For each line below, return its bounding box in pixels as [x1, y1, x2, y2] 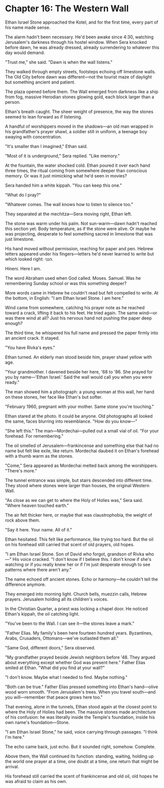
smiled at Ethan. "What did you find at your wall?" [5, 665, 105, 671]
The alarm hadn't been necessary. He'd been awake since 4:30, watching [5, 34, 154, 40]
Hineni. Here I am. [5, 265, 42, 271]
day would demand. [5, 50, 45, 56]
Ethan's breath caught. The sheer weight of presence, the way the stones [5, 109, 154, 115]
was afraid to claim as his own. [5, 778, 68, 784]
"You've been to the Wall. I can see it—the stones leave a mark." [5, 620, 135, 626]
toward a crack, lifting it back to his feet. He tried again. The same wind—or [5, 310, 158, 316]
